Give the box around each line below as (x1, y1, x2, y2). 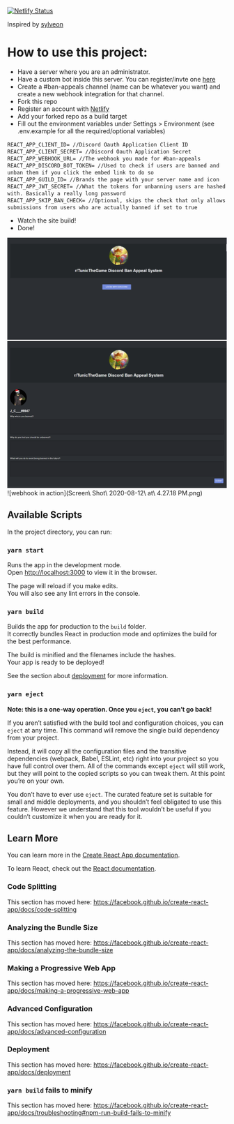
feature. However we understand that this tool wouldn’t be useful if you (7, 804, 211, 813)
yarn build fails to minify (7, 1085, 93, 1095)
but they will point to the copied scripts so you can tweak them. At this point (7, 769, 225, 777)
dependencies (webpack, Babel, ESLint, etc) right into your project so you (7, 754, 219, 763)
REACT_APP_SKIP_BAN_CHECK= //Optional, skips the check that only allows (7, 197, 226, 204)
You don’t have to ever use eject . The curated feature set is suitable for (7, 790, 212, 798)
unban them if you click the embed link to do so (7, 169, 155, 176)
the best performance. (7, 637, 72, 645)
